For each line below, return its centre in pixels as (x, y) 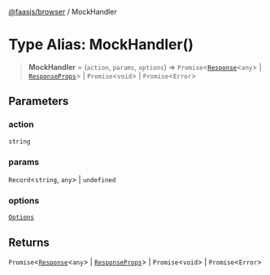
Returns (29, 242)
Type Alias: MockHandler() (101, 45)
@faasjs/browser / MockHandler (63, 12)
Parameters (39, 101)
